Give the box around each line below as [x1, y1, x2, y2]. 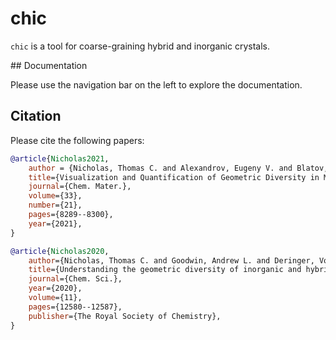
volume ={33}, [28, 191, 83, 201]
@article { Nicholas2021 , [10, 153, 110, 164]
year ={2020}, [28, 283, 83, 294]
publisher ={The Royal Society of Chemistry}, [28, 311, 222, 321]
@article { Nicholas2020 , [10, 246, 110, 256]
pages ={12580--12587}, [28, 302, 123, 312]
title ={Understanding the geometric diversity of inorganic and [28, 265, 302, 275]
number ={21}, [28, 200, 83, 211]
